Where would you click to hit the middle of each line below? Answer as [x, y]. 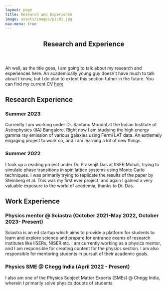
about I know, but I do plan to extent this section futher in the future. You [80, 78]
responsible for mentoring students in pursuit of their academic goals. [77, 254]
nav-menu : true [21, 24]
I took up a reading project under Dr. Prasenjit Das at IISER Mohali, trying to [82, 164]
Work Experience [33, 201]
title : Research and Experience [39, 14]
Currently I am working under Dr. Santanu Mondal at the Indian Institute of [81, 125]
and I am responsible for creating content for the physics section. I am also [82, 249]
